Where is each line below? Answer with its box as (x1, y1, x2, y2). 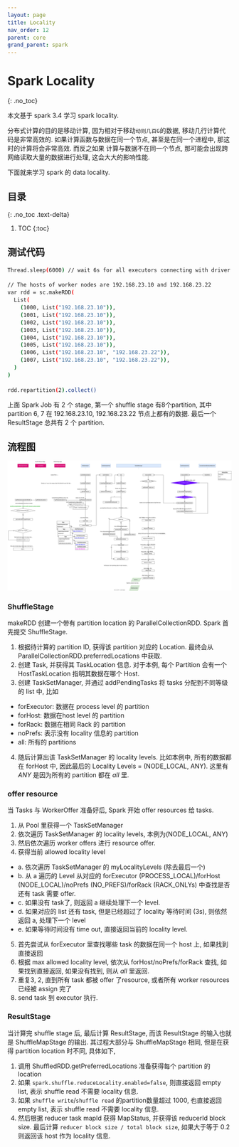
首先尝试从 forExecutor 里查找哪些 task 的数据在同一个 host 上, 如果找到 (17, 940, 229, 949)
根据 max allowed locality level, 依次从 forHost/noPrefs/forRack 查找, (17, 958, 219, 966)
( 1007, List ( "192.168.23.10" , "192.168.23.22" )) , (20, 356, 171, 364)
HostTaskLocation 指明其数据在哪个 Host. (17, 669, 140, 678)
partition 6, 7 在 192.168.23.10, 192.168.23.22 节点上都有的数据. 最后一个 (7, 409, 217, 417)
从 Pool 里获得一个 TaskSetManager (17, 821, 123, 830)
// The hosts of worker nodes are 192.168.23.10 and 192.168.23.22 (7, 282, 212, 289)
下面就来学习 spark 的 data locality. (7, 168, 110, 177)
